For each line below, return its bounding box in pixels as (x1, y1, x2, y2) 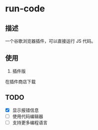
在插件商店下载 (5, 78, 36, 84)
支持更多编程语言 (12, 120, 48, 126)
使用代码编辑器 (12, 113, 43, 119)
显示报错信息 (12, 107, 39, 113)
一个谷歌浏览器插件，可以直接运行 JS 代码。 (5, 38, 96, 44)
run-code (5, 3, 45, 14)
